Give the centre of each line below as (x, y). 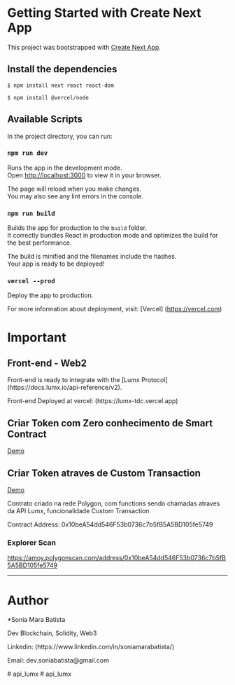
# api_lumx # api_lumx (40, 674)
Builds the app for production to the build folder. (77, 228)
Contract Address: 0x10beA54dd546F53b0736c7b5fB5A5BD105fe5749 (110, 524)
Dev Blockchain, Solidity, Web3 (52, 633)
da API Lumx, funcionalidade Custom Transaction (78, 511)
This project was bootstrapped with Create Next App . (84, 47)
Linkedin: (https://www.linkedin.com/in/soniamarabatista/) (91, 647)
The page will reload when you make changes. (74, 189)
